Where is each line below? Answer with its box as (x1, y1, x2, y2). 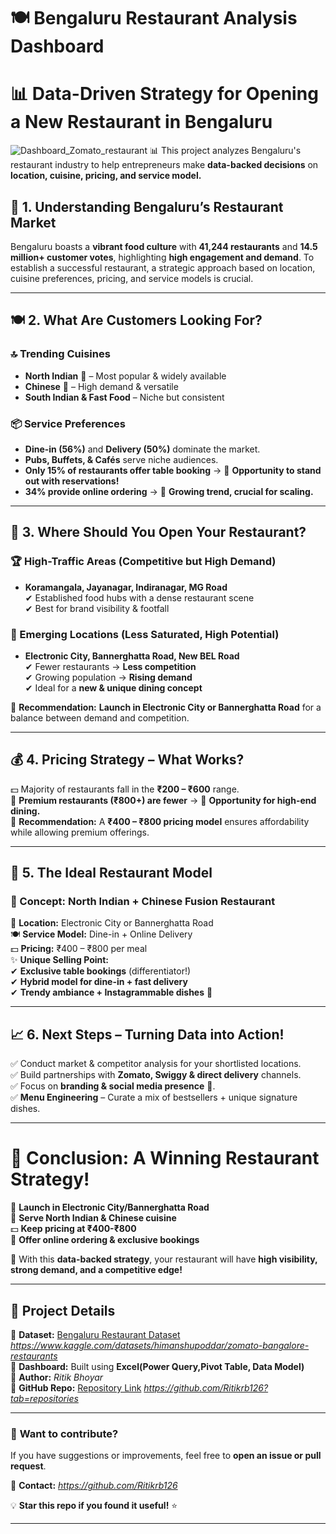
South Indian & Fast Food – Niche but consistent (24, 391, 225, 403)
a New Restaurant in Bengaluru (10, 111, 273, 134)
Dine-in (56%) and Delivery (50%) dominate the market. (24, 443, 261, 455)
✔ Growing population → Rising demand (24, 671, 193, 683)
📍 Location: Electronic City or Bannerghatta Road (10, 917, 214, 929)
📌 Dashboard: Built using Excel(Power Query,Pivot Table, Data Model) (10, 1360, 305, 1372)
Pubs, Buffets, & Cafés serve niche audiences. (24, 453, 219, 465)
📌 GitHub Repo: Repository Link (10, 1381, 142, 1394)
